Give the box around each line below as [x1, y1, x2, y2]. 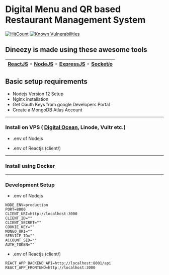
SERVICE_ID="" [5, 233, 35, 239]
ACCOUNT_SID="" [5, 238, 37, 243]
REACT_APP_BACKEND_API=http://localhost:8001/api [5, 261, 112, 266]
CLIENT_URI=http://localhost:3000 [5, 212, 78, 217]
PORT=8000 [5, 207, 26, 212]
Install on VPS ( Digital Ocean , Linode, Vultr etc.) [5, 124, 126, 131]
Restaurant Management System [5, 14, 146, 26]
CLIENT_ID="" [5, 216, 33, 221]
